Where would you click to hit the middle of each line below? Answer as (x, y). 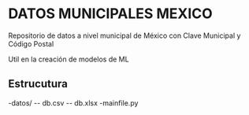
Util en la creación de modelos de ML (69, 59)
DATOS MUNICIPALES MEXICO (110, 14)
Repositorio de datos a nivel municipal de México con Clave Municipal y (124, 35)
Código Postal (31, 43)
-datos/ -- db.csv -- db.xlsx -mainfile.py (73, 102)
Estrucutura (38, 84)
